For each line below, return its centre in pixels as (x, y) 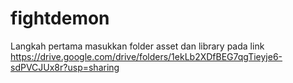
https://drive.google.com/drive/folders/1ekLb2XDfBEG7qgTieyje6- (146, 56)
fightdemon (60, 18)
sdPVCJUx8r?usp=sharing (65, 67)
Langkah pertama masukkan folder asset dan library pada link (137, 46)
